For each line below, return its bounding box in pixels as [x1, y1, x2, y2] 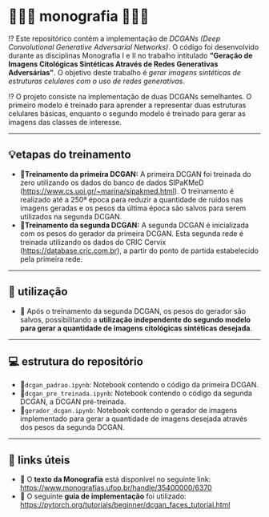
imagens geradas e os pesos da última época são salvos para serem [19, 203, 247, 213]
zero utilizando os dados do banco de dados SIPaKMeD [19, 178, 204, 187]
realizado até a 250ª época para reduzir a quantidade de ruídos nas [19, 194, 243, 204]
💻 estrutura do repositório [8, 355, 144, 368]
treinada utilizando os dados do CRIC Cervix [19, 237, 167, 246]
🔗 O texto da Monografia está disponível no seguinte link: [19, 475, 211, 484]
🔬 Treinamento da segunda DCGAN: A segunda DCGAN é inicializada [19, 220, 250, 230]
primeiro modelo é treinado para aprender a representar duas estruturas [8, 100, 247, 110]
